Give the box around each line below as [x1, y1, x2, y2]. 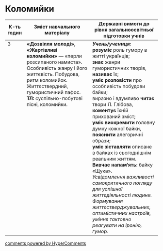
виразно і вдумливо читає [92, 95, 155, 102]
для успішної [92, 185, 123, 192]
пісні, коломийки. [26, 101, 68, 107]
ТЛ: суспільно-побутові [26, 95, 83, 102]
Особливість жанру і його [26, 64, 87, 71]
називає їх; [92, 71, 119, 77]
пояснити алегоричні [92, 131, 143, 138]
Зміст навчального [33, 23, 81, 30]
